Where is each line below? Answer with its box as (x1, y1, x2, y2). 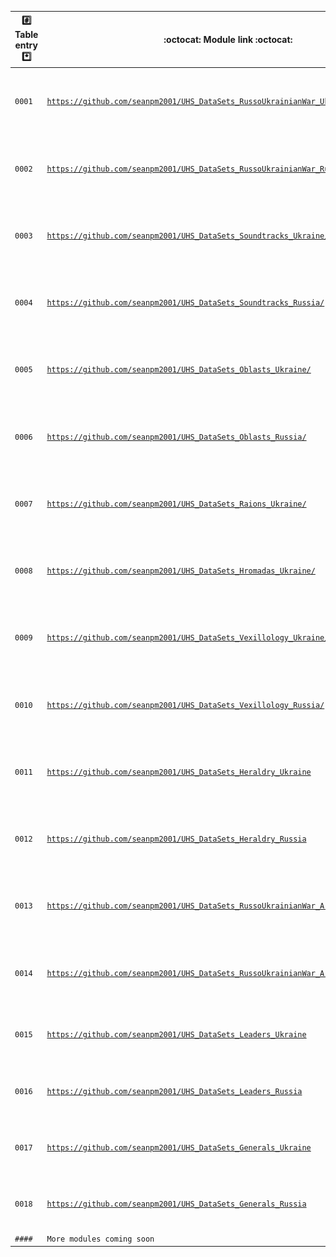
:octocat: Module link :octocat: (163, 34, 293, 45)
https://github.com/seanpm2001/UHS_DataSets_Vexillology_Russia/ (46, 700, 325, 710)
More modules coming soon (46, 1234, 155, 1245)
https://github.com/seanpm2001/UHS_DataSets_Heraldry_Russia (46, 834, 307, 844)
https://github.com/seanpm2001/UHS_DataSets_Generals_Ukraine (46, 1142, 312, 1153)
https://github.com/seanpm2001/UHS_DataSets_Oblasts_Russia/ (46, 432, 307, 442)
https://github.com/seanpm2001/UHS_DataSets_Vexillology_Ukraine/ (46, 633, 330, 643)
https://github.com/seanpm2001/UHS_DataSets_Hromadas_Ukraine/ (46, 566, 316, 576)
